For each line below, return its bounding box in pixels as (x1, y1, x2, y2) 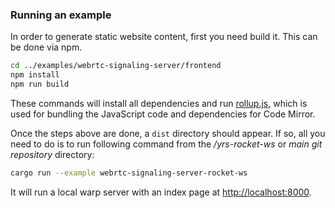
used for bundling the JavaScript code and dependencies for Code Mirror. (10, 108, 316, 120)
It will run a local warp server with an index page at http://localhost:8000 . (10, 186, 312, 198)
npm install (10, 70, 60, 80)
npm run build (10, 79, 70, 90)
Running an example (10, 8, 112, 22)
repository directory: (10, 148, 95, 160)
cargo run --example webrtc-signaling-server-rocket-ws (10, 168, 248, 178)
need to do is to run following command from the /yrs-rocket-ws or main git (10, 138, 323, 150)
